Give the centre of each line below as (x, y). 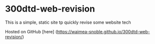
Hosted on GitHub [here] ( (31, 31)
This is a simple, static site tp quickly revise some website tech (68, 22)
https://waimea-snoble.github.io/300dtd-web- (103, 31)
